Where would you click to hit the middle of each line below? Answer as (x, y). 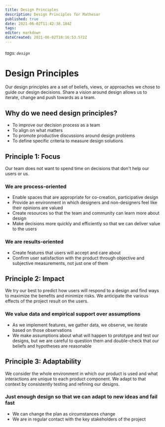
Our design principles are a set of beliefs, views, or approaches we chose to (83, 87)
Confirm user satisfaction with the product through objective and (78, 258)
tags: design (18, 53)
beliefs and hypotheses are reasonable (52, 346)
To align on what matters (38, 130)
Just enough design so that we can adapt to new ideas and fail (81, 397)
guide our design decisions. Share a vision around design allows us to (76, 92)
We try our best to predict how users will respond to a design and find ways (82, 291)
